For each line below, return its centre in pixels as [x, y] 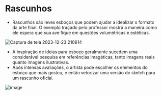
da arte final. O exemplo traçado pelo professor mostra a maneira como [84, 27]
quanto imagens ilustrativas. [41, 62]
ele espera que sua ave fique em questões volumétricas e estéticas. [81, 32]
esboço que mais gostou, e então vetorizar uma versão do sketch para [84, 72]
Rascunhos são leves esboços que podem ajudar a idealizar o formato [83, 22]
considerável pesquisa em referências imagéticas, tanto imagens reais [83, 57]
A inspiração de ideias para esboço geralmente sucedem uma [75, 52]
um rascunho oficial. [33, 78]
